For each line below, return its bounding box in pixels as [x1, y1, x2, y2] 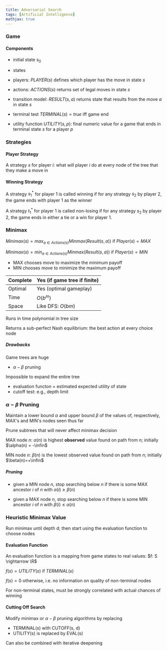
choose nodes [5, 531, 35, 537]
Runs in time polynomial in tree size [5, 315, 79, 321]
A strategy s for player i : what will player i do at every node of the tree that [5, 162, 159, 168]
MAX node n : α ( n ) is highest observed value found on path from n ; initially [5, 437, 159, 443]
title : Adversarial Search [5, 7, 62, 12]
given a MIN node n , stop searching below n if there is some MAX [12, 481, 148, 487]
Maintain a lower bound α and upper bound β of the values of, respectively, [5, 413, 161, 419]
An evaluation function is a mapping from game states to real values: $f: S [5, 553, 158, 559]
